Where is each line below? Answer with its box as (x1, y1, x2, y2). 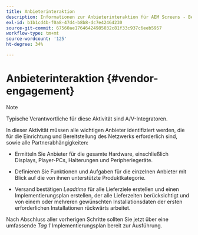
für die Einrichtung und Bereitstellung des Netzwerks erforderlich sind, (6, 133, 178, 140)
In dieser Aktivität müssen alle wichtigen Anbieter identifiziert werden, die (6, 126, 185, 133)
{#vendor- (106, 72, 159, 85)
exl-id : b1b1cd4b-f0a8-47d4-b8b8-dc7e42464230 (6, 19, 123, 25)
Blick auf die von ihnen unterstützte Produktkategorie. (14, 174, 146, 181)
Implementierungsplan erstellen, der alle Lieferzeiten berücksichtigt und (14, 192, 190, 199)
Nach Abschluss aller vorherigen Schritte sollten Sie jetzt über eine (6, 216, 169, 223)
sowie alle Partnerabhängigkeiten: (6, 139, 89, 146)
